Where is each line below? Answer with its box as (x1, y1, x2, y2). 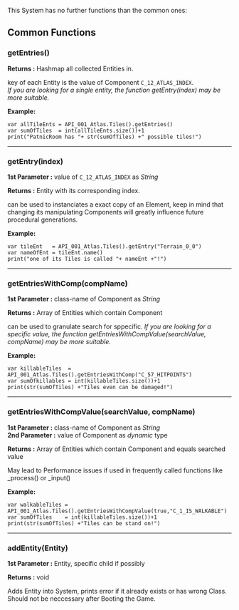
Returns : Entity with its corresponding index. (7, 186, 140, 195)
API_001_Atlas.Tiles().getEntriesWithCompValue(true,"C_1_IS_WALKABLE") (7, 507, 228, 515)
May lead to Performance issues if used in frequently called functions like (7, 466, 223, 475)
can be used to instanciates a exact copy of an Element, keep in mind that (7, 200, 224, 209)
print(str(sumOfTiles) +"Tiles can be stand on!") (7, 519, 161, 527)
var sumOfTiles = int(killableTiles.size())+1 (7, 513, 158, 521)
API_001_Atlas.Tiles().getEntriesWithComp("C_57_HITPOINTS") (7, 371, 193, 378)
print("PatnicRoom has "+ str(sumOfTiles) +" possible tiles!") (7, 133, 202, 140)
